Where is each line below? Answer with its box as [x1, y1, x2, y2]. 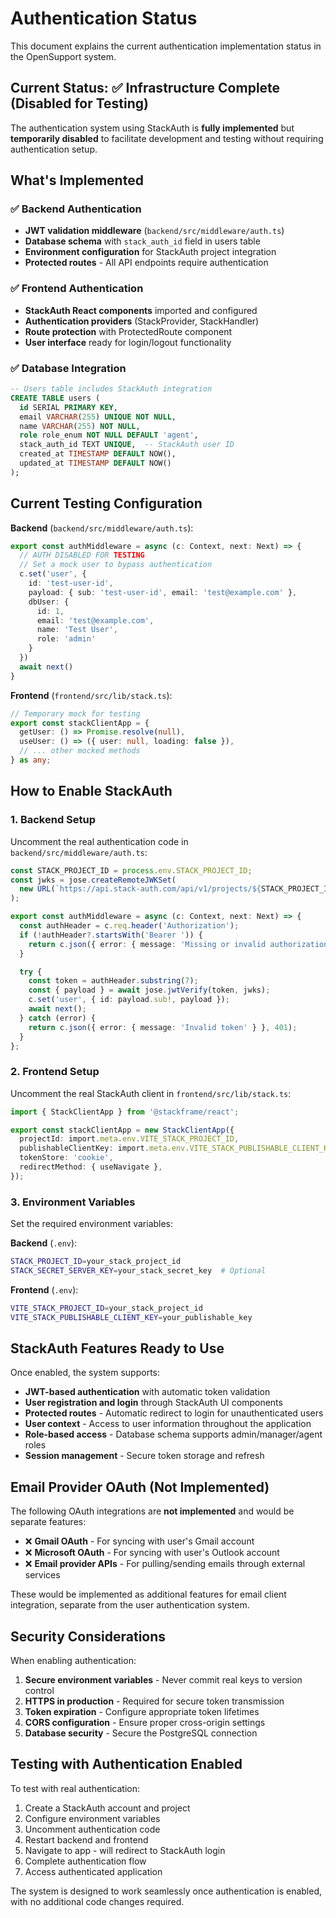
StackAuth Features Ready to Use [10, 1340, 225, 1357]
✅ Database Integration [10, 361, 127, 375]
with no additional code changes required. [10, 1895, 185, 1907]
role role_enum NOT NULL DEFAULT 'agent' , [19, 430, 199, 441]
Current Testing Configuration [10, 495, 203, 512]
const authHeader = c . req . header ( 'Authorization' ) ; [19, 921, 240, 931]
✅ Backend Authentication [10, 202, 142, 216]
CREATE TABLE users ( [10, 393, 101, 403]
